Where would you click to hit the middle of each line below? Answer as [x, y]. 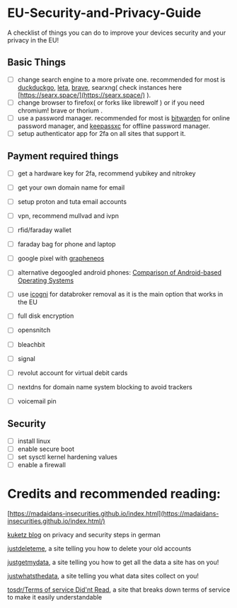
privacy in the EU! [33, 40]
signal [26, 358]
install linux [34, 441]
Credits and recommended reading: [114, 494]
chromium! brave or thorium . [60, 110]
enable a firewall [41, 464]
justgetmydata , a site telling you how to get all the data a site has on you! [113, 562]
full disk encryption [46, 316]
